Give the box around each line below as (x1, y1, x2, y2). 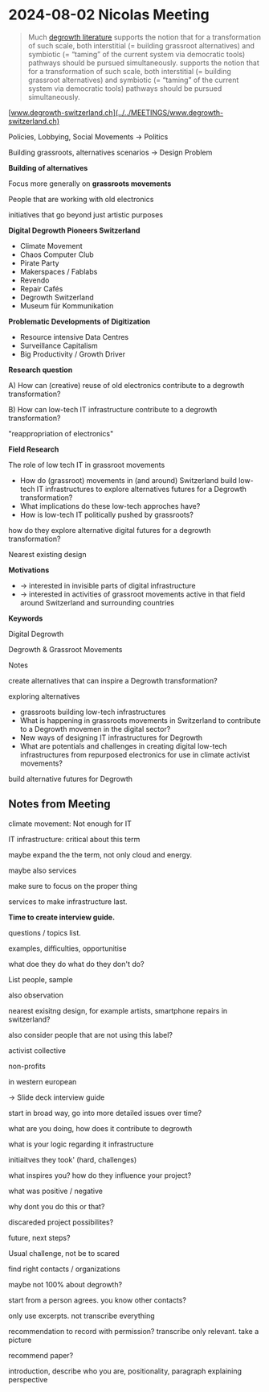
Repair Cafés (19, 283, 63, 293)
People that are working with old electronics (8, 194, 154, 204)
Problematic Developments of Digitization (8, 316, 151, 326)
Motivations (8, 565, 50, 575)
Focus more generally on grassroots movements (8, 179, 172, 188)
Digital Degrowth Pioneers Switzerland (8, 225, 141, 235)
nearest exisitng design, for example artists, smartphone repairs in (8, 1006, 228, 1015)
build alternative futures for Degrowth (8, 774, 133, 783)
